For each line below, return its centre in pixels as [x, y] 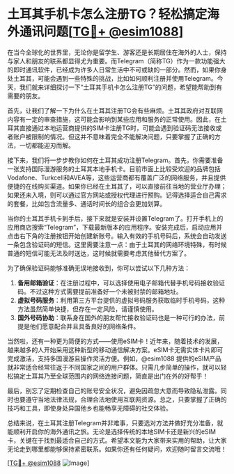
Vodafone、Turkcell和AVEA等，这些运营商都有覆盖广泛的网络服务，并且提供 [117, 177]
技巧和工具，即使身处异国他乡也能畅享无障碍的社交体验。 [89, 408]
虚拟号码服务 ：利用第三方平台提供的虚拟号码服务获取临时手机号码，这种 [121, 300]
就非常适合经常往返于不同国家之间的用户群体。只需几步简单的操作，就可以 [114, 367]
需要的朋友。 [25, 95]
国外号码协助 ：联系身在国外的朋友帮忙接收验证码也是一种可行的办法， [118, 317]
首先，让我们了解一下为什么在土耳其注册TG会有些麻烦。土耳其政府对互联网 [115, 110]
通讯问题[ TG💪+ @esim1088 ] [102, 32]
